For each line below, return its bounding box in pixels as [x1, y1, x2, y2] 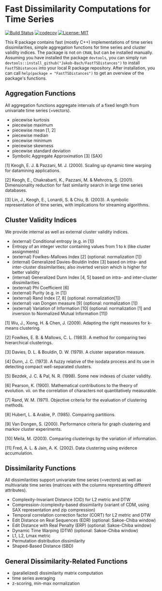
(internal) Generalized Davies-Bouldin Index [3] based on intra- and [12, 259, 147, 265]
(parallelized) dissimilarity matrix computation [12, 570, 103, 576]
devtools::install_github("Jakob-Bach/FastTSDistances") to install [5, 60, 140, 66]
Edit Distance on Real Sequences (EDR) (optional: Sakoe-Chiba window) [12, 517, 156, 523]
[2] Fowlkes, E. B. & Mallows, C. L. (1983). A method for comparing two [5, 334, 147, 340]
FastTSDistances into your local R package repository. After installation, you [5, 65, 155, 71]
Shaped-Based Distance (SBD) [12, 543, 74, 549]
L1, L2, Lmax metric [12, 533, 51, 539]
